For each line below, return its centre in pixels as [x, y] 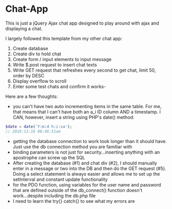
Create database [30, 48]
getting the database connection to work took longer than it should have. [90, 141]
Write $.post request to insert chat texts [55, 65]
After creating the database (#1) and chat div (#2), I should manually [85, 163]
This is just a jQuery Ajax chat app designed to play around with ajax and [82, 23]
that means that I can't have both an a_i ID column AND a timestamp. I [87, 112]
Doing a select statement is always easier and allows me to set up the [86, 174]
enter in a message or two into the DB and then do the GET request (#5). [89, 168]
